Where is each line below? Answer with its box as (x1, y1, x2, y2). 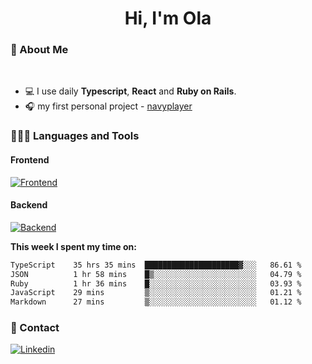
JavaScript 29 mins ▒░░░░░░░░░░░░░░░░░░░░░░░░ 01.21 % (10, 288, 302, 298)
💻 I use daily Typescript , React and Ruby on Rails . (24, 85, 237, 97)
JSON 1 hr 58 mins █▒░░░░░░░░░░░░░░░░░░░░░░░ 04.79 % (10, 269, 302, 279)
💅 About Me (10, 43, 69, 57)
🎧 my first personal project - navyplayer (24, 100, 193, 112)
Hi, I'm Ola (124, 7, 212, 30)
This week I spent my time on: (10, 240, 137, 252)
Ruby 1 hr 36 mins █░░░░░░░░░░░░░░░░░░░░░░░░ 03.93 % (10, 278, 302, 289)
